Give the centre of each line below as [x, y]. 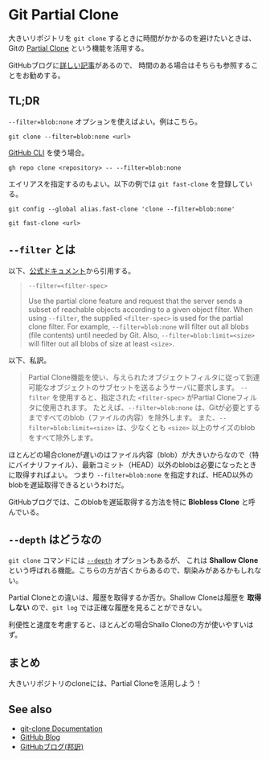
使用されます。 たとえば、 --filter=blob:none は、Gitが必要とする [151, 407]
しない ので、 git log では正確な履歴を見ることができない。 [107, 608]
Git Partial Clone [63, 15]
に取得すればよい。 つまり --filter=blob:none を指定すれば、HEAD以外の [131, 474]
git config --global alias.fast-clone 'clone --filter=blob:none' [122, 209]
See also [30, 709]
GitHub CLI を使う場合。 [49, 152]
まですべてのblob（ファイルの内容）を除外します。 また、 [123, 417]
